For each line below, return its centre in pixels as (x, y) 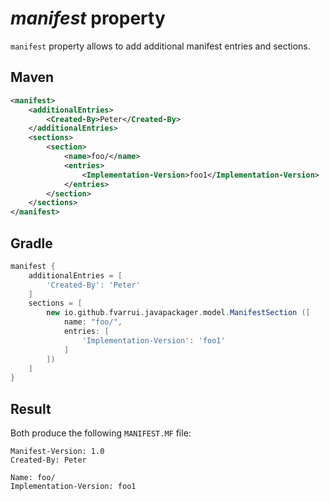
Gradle (31, 243)
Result (31, 408)
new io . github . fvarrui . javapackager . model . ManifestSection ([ (178, 313)
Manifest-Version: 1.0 (57, 452)
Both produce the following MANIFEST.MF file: (101, 433)
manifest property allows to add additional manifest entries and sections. (160, 46)
